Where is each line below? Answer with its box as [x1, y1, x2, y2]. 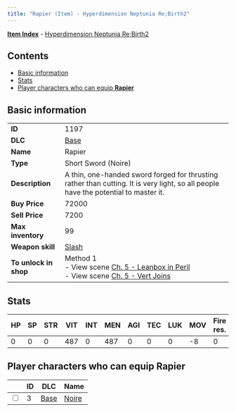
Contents [7, 50, 49, 62]
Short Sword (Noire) [64, 158, 131, 168]
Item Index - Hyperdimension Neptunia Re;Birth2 [7, 30, 149, 38]
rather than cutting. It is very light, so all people [64, 179, 220, 189]
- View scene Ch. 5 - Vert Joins [64, 271, 171, 281]
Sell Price [11, 211, 44, 220]
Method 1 [64, 254, 97, 263]
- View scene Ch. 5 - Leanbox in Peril [64, 262, 190, 272]
